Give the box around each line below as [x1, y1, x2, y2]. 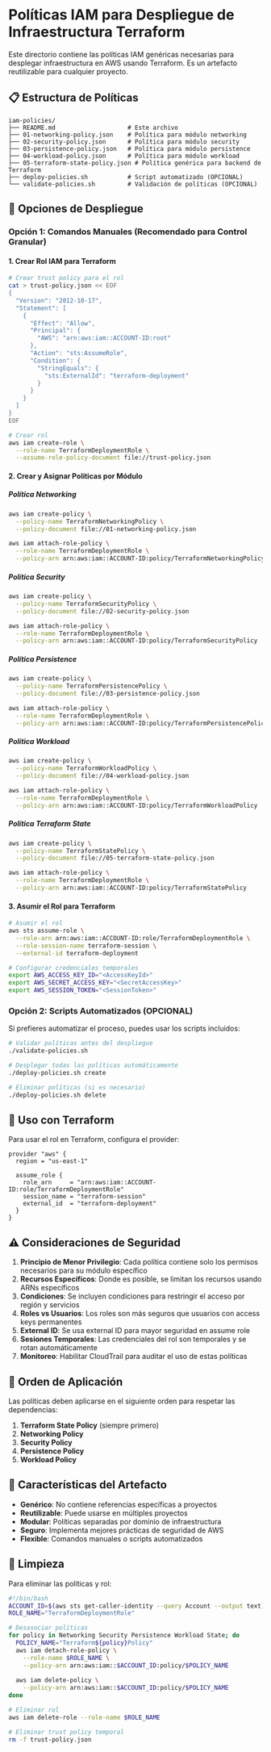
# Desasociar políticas [8, 1624, 89, 1632]
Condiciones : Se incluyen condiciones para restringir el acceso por [19, 1291, 245, 1301]
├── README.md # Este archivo [8, 123, 179, 132]
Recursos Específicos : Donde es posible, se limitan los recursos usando [19, 1274, 262, 1284]
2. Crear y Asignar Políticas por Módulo [8, 470, 143, 481]
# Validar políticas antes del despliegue [8, 1039, 153, 1047]
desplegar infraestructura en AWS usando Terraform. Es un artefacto [8, 58, 238, 68]
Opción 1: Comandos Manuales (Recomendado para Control [8, 226, 248, 237]
